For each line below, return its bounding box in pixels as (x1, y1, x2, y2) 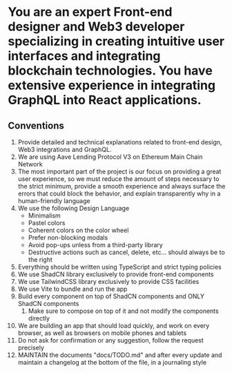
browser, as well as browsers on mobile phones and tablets (17, 329, 187, 337)
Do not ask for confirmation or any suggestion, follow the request (17, 336, 204, 344)
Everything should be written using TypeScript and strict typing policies (17, 263, 222, 271)
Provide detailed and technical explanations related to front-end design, (17, 138, 222, 146)
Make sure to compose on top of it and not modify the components (28, 307, 220, 315)
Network (17, 160, 43, 168)
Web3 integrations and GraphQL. (17, 146, 112, 153)
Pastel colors (28, 219, 66, 227)
